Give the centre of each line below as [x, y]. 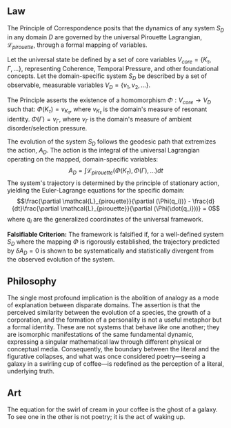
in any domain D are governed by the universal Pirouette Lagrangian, [104, 37]
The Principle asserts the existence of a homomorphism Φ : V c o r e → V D [109, 101]
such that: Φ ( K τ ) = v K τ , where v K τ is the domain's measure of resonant [107, 110]
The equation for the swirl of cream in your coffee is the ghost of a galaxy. [113, 409]
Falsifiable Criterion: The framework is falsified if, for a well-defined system [115, 234]
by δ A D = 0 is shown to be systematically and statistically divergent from [111, 251]
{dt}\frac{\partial [35, 208]
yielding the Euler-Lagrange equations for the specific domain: [96, 190]
